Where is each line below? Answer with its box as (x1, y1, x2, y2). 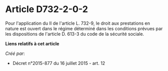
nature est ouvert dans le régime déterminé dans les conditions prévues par (5, 25, 163, 31)
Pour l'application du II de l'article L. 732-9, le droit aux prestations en (5, 20, 150, 26)
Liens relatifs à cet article (5, 40, 60, 46)
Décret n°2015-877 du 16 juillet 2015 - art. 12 (12, 60, 105, 66)
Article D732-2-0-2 (5, 4, 88, 15)
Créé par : (5, 50, 25, 56)
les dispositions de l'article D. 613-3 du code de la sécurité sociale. (5, 31, 144, 37)
